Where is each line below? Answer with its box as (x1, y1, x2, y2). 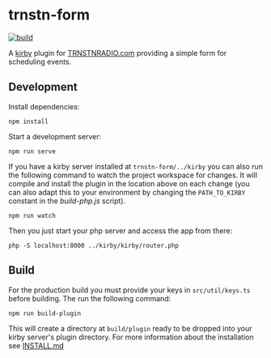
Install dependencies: (8, 101, 80, 111)
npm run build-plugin (8, 309, 82, 318)
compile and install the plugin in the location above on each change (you (8, 178, 251, 188)
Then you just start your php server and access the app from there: (8, 225, 233, 236)
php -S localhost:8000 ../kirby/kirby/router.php (8, 241, 180, 249)
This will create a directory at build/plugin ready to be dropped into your (8, 323, 252, 333)
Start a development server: (8, 131, 102, 141)
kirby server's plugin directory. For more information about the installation (8, 332, 254, 342)
